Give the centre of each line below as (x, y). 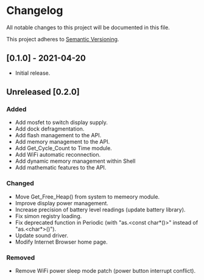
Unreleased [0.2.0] (43, 92)
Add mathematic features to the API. (61, 168)
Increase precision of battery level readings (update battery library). (100, 210)
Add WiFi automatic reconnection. (58, 155)
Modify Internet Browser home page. (61, 242)
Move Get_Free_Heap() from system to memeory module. (87, 196)
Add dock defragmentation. (50, 129)
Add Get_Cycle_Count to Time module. (64, 148)
